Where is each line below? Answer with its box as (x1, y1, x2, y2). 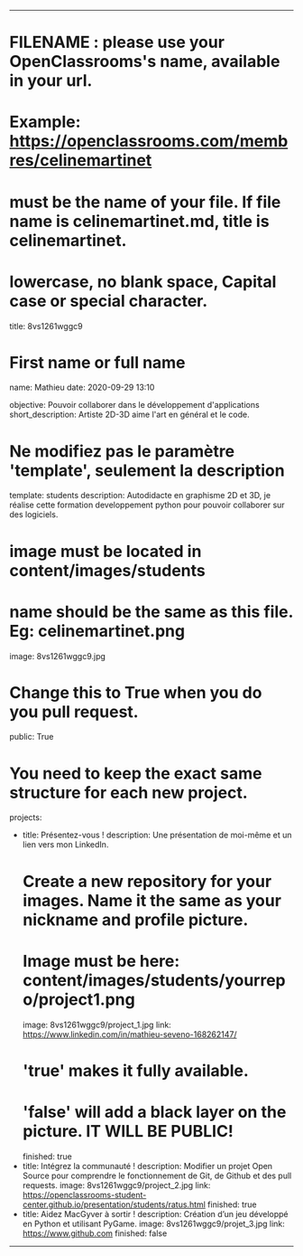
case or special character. (9, 290, 208, 311)
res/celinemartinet (9, 150, 152, 171)
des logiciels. (9, 509, 59, 520)
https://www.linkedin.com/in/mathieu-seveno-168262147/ (22, 1028, 237, 1040)
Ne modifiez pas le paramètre (9, 440, 235, 461)
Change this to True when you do (9, 682, 262, 703)
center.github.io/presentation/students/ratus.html (22, 1199, 206, 1210)
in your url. (9, 71, 93, 91)
